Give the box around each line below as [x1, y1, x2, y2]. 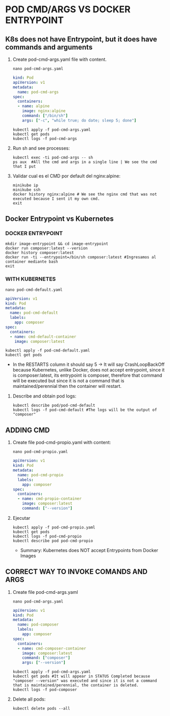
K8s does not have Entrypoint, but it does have [5, 35, 157, 43]
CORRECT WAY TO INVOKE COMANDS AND [5, 567, 148, 576]
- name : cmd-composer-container [17, 645, 86, 651]
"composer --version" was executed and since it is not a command [12, 678, 157, 683]
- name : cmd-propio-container [17, 496, 82, 501]
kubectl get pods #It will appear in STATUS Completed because [12, 674, 151, 679]
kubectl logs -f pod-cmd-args [12, 136, 78, 141]
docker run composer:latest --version [5, 246, 88, 251]
